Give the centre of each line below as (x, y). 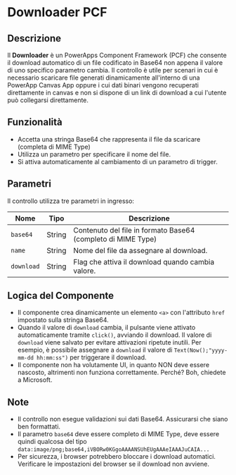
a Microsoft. (35, 380)
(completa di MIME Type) (54, 147)
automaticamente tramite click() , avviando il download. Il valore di (114, 335)
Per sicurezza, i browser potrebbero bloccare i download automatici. (117, 457)
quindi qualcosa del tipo (52, 442)
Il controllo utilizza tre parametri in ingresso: (71, 201)
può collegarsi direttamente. (48, 100)
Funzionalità (35, 122)
